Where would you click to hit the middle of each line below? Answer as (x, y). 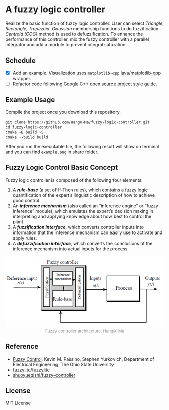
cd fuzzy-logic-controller (34, 127)
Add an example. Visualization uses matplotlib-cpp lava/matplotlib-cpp (87, 73)
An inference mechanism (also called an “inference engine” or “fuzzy (86, 206)
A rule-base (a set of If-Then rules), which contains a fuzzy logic (80, 190)
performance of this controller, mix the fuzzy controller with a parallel (77, 39)
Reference (22, 347)
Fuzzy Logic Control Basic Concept (62, 168)
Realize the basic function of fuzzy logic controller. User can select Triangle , (84, 23)
